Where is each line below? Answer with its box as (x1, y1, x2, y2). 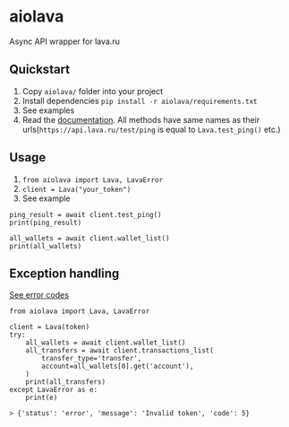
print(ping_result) (9, 218, 82, 227)
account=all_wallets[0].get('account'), (41, 362, 194, 371)
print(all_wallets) (9, 241, 82, 250)
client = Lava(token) (9, 323, 90, 332)
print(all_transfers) (25, 378, 106, 387)
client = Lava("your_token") (21, 185, 132, 194)
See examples (21, 105, 75, 116)
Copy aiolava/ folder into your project (21, 85, 164, 96)
